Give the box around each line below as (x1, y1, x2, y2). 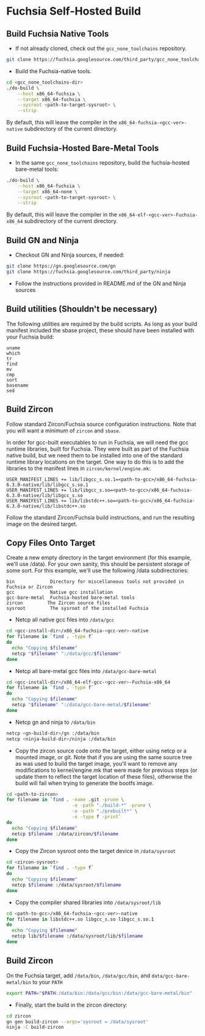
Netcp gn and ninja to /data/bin (15, 718, 96, 726)
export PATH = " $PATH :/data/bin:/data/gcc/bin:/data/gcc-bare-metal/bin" (6, 990, 192, 996)
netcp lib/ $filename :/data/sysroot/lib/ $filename (12, 933, 143, 940)
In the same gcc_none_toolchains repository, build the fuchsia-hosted (15, 159, 190, 166)
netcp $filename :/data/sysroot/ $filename (12, 882, 121, 888)
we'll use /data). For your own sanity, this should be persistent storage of (6, 560, 190, 568)
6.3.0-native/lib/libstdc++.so (6, 503, 86, 509)
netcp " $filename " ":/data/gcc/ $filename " (12, 651, 121, 657)
